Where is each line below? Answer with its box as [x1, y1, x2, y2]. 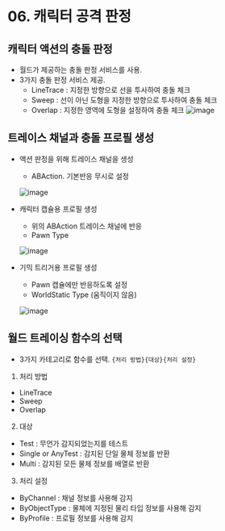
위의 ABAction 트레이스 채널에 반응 [31, 221, 143, 231]
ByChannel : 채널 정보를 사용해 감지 [19, 493, 133, 503]
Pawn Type [31, 230, 69, 240]
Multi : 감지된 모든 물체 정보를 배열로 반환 [19, 458, 150, 468]
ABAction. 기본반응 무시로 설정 [31, 171, 130, 181]
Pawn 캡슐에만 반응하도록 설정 [31, 279, 128, 289]
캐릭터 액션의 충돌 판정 [7, 42, 114, 56]
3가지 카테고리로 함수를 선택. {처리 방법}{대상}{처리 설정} [19, 354, 197, 364]
